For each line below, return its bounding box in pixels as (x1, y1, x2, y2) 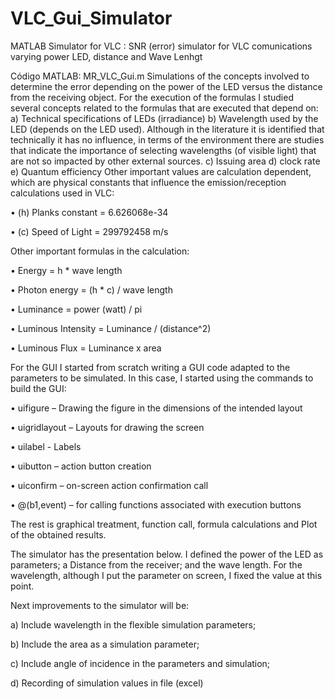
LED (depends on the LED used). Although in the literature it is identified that (10, 123, 325, 135)
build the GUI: (10, 382, 67, 394)
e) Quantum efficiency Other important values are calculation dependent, (10, 165, 312, 177)
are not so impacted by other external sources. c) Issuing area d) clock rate (10, 155, 321, 167)
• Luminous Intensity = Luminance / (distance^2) (10, 322, 212, 334)
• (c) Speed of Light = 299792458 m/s (10, 225, 169, 237)
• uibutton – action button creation (10, 460, 152, 472)
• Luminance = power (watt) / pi (10, 303, 143, 315)
